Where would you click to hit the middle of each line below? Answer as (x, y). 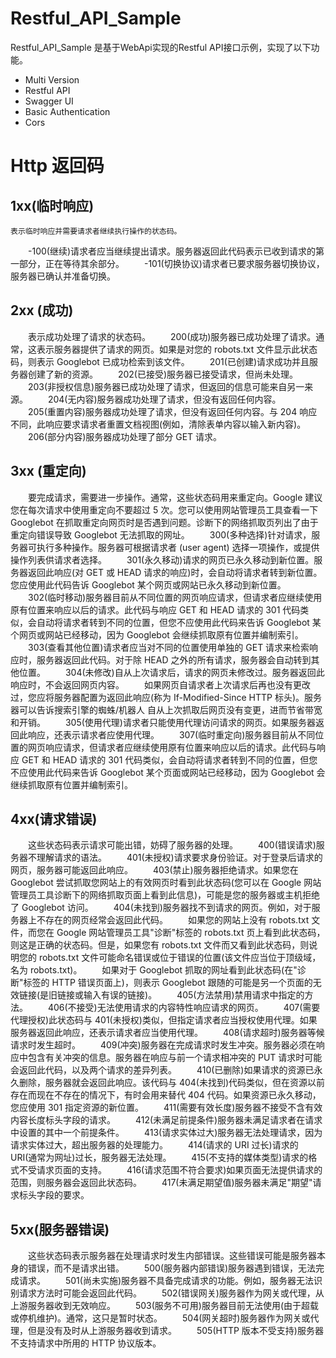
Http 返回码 (57, 166)
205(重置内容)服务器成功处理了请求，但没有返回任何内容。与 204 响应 (172, 411)
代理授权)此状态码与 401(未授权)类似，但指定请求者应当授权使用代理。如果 (164, 1020)
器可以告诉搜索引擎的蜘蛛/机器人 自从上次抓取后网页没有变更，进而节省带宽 (166, 709)
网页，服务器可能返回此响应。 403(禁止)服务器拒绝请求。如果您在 (154, 870)
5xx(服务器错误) (60, 1229)
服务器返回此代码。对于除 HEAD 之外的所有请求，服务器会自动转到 (174, 659)
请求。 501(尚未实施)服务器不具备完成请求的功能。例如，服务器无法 (166, 1281)
